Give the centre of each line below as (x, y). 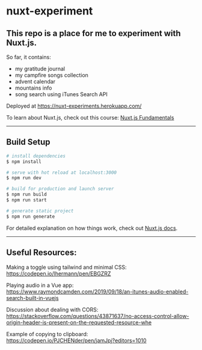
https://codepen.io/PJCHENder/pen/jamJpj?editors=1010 (76, 340)
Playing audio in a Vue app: (40, 285)
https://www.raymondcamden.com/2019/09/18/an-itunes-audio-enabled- (97, 291)
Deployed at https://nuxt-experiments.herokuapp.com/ (74, 106)
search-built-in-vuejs (32, 298)
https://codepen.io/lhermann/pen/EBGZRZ (59, 273)
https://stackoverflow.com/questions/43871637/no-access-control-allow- (98, 316)
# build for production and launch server (60, 189)
